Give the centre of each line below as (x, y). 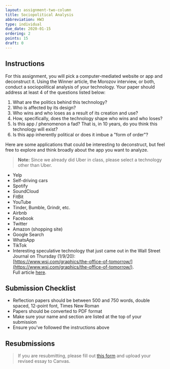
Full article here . (29, 272)
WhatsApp (24, 240)
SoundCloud (26, 191)
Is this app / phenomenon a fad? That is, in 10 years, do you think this (85, 124)
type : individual (24, 24)
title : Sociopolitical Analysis (39, 15)
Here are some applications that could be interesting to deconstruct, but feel (85, 144)
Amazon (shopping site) (38, 229)
